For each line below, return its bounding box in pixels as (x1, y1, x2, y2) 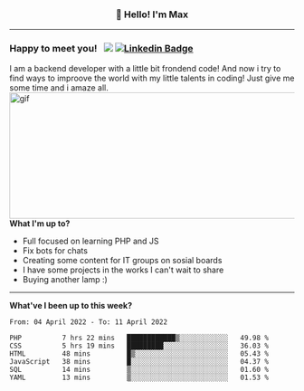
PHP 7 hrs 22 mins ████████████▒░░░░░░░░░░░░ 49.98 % (9, 333, 270, 342)
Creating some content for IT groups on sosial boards (22, 254, 223, 265)
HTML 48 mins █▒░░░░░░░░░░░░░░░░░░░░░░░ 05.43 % (9, 348, 270, 358)
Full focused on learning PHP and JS (22, 235, 160, 246)
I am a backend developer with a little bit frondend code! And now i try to (9, 62, 281, 73)
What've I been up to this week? (9, 300, 133, 310)
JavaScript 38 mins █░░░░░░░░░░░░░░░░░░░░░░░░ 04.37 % (9, 357, 270, 366)
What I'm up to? (9, 217, 71, 229)
